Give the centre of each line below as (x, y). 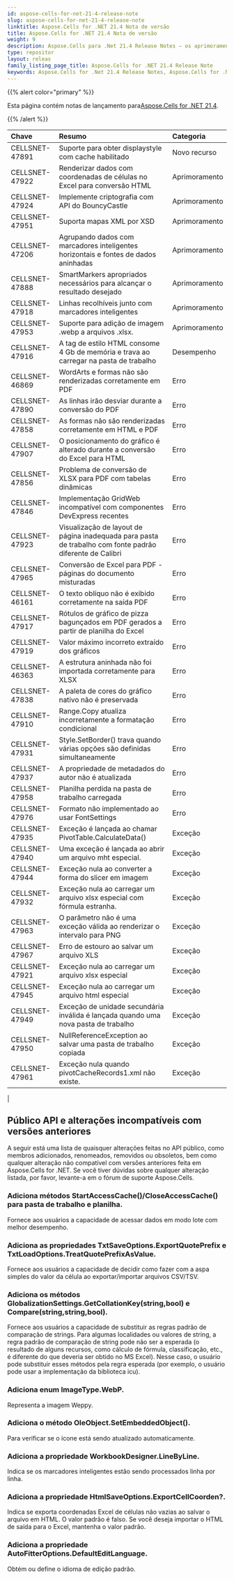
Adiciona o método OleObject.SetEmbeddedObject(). (99, 1423)
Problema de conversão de (103, 469)
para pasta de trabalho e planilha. (65, 1205)
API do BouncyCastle (93, 205)
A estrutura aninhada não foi (105, 662)
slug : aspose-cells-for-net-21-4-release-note (76, 20)
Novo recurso (195, 152)
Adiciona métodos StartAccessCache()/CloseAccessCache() (112, 1196)
